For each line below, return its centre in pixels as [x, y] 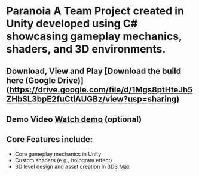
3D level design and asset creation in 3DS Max [72, 166]
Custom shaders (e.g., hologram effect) [63, 160]
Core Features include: [50, 139]
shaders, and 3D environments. [86, 49]
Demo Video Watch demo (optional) [74, 119]
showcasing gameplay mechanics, [94, 36]
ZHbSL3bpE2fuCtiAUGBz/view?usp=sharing [91, 99]
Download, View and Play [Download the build [94, 71]
